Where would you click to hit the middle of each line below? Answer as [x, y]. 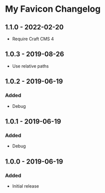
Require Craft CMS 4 [33, 39]
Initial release [25, 186]
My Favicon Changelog [53, 9]
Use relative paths [30, 66]
